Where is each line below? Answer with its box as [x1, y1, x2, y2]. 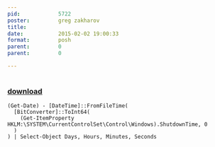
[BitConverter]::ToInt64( [13, 109, 91, 116]
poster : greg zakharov [7, 17, 100, 24]
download [7, 86, 43, 96]
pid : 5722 [7, 10, 72, 18]
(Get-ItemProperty [20, 114, 75, 122]
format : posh [7, 37, 72, 44]
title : [7, 23, 27, 30]
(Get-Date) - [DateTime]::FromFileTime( [7, 102, 129, 110]
